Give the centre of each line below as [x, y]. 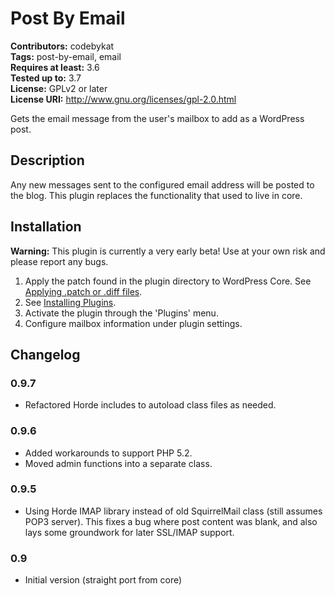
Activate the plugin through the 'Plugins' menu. [121, 313]
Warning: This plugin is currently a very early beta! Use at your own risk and [168, 251]
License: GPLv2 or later [59, 88]
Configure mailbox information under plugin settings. [133, 323]
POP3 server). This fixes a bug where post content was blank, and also [171, 521]
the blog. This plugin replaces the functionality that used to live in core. [156, 195]
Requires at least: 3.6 [55, 67]
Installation [46, 227]
